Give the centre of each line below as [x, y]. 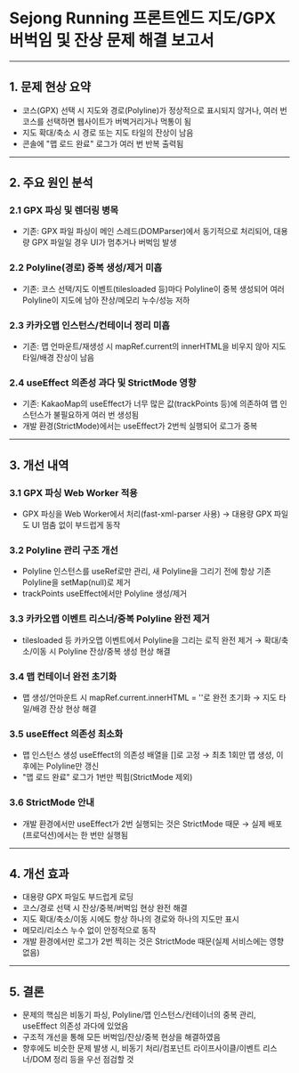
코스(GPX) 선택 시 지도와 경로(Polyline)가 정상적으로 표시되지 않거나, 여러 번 [154, 110]
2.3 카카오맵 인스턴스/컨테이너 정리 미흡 [90, 325]
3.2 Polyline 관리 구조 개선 [64, 550]
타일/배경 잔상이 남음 [58, 358]
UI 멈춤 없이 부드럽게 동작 [76, 525]
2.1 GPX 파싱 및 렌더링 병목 [64, 210]
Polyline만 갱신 [73, 766]
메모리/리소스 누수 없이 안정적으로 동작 [89, 931]
